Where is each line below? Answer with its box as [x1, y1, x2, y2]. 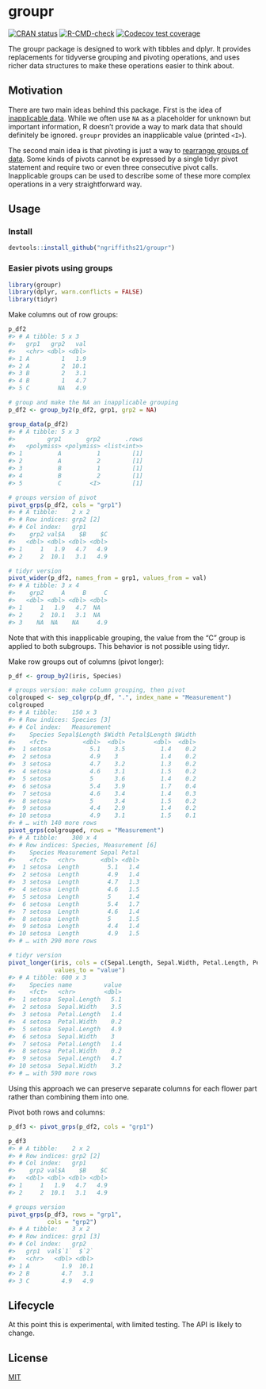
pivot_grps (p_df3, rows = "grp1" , [8, 1211, 123, 1218]
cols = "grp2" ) [47, 1218, 97, 1226]
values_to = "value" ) [54, 966, 126, 974]
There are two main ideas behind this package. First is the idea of [8, 105, 222, 114]
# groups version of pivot [8, 493, 97, 501]
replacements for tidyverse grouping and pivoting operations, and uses [8, 52, 240, 62]
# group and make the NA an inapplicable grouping [8, 399, 179, 407]
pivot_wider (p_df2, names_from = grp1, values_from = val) [8, 574, 207, 582]
